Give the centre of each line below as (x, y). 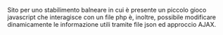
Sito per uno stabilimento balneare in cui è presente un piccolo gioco (107, 10)
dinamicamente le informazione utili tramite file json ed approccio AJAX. (112, 24)
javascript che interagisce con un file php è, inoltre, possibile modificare (112, 17)
